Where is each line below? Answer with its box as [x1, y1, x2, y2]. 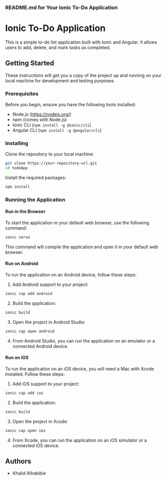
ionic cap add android [5, 291, 52, 296]
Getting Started [5, 59, 54, 68]
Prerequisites [5, 90, 38, 97]
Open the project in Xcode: [12, 418, 68, 424]
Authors [5, 457, 31, 465]
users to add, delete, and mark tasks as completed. [5, 44, 111, 50]
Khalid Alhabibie [12, 470, 46, 476]
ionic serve [5, 235, 30, 240]
